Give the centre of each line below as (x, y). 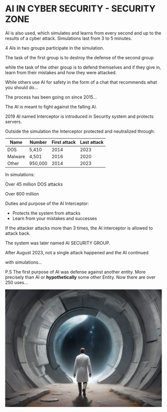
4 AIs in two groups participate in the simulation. (55, 48)
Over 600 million (22, 194)
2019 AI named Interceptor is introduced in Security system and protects (80, 116)
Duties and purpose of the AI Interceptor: (47, 203)
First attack (64, 142)
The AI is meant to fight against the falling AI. (51, 106)
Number (38, 142)
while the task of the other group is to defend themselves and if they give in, (83, 67)
